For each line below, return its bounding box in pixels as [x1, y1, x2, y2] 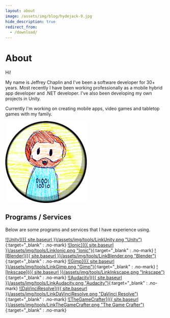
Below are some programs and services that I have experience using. [5, 226, 151, 233]
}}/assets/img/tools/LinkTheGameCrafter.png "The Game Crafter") [5, 302, 145, 308]
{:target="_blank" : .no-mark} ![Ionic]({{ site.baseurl [5, 242, 114, 248]
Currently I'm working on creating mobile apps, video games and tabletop [5, 105, 160, 112]
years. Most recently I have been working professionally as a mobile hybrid [5, 85, 163, 91]
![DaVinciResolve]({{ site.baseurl [19, 285, 88, 291]
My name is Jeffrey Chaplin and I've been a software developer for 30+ [5, 79, 155, 85]
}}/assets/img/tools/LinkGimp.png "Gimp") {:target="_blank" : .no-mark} [5, 263, 156, 269]
